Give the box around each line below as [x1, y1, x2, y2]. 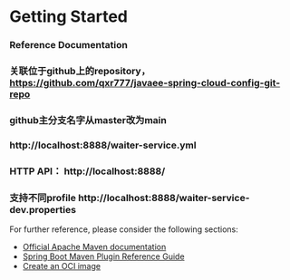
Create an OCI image [22, 261, 101, 272]
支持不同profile [9, 191, 77, 204]
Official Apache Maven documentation [22, 242, 167, 253]
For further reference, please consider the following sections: [9, 224, 238, 235]
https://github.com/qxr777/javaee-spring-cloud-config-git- [9, 77, 281, 90]
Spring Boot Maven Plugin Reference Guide [22, 251, 185, 262]
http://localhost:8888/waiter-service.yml [9, 139, 197, 151]
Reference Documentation [9, 39, 129, 52]
